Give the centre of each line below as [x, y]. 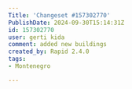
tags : [17, 59]
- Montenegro [29, 66]
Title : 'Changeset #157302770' [59, 15]
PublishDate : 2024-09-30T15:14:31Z [66, 23]
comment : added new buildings [58, 44]
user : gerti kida [37, 37]
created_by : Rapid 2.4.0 [49, 52]
